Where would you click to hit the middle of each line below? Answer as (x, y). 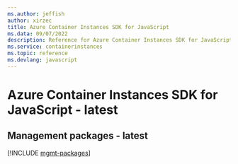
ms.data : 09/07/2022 (38, 34)
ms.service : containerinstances (55, 47)
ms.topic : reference (38, 54)
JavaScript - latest (63, 110)
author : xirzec (30, 20)
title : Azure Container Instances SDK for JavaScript (89, 27)
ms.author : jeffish (36, 14)
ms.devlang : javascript (42, 60)
